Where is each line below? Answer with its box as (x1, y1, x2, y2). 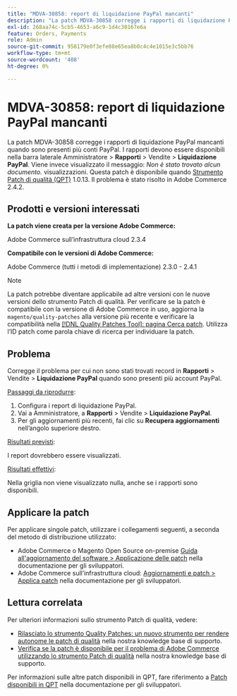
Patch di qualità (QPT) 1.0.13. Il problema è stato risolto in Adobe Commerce (7, 175, 227, 183)
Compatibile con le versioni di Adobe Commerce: (7, 249, 154, 257)
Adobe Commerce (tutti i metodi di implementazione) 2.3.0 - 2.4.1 (7, 262, 197, 271)
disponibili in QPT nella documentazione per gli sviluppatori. (7, 680, 182, 688)
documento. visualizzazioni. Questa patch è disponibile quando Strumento (7, 167, 224, 176)
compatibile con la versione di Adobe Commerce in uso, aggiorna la (7, 305, 205, 314)
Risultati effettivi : (7, 465, 56, 473)
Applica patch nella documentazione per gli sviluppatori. (17, 576, 182, 585)
